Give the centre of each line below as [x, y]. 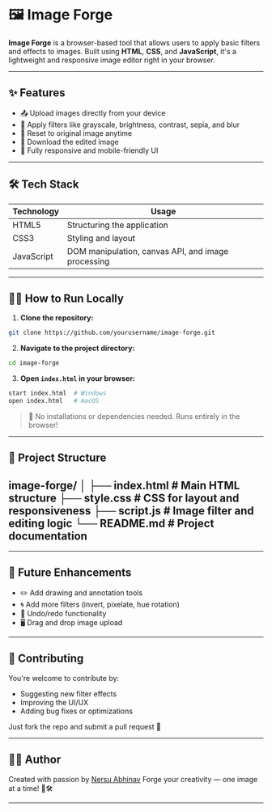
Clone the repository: [57, 318]
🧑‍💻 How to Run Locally [66, 298]
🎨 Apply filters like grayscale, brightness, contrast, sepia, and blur [130, 125]
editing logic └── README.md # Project [111, 523]
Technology [36, 211]
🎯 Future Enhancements [70, 573]
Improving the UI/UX [54, 702]
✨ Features [37, 93]
